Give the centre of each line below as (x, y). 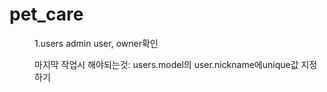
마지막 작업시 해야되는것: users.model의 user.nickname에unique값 (166, 64)
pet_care (46, 14)
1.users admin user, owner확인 (96, 43)
